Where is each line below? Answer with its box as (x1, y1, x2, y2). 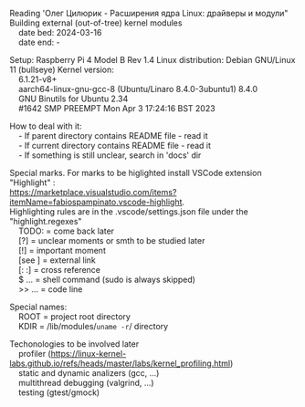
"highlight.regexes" (9, 216, 82, 226)
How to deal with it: (9, 120, 82, 131)
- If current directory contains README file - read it (17, 141, 212, 151)
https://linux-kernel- (50, 349, 127, 359)
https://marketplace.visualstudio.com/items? (9, 187, 177, 197)
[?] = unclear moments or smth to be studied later (17, 235, 205, 245)
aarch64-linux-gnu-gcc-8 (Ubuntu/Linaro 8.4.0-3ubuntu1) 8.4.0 (17, 84, 258, 94)
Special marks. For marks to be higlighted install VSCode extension (9, 168, 262, 178)
